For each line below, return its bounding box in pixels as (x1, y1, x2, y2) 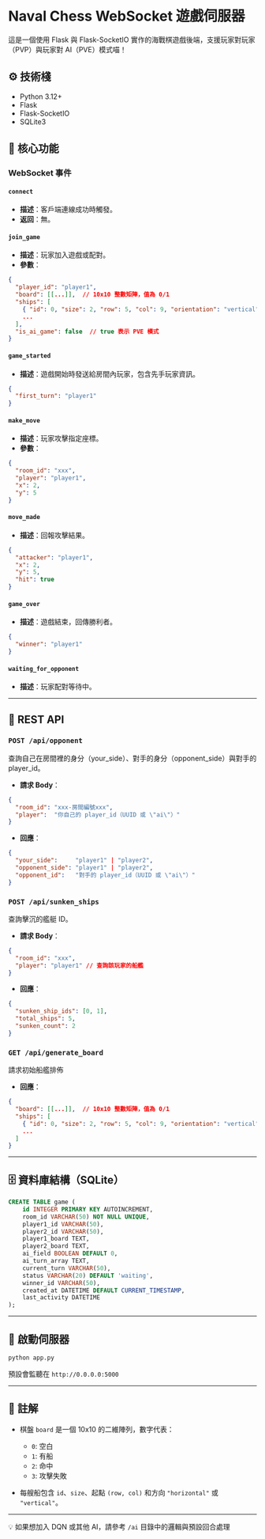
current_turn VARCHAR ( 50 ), (22, 1264, 111, 1272)
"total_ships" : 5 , (15, 1014, 77, 1023)
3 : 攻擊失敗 (31, 1471, 67, 1480)
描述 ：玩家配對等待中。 (19, 682, 96, 692)
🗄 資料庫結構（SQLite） (8, 1173, 125, 1187)
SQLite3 (19, 116, 47, 127)
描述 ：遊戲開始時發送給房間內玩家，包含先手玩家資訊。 (19, 369, 200, 378)
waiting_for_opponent (8, 665, 80, 673)
